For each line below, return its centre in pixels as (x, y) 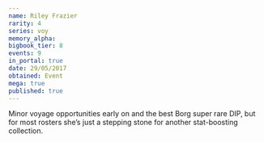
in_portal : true (36, 61)
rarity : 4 (25, 23)
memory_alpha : (32, 38)
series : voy (28, 31)
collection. (26, 131)
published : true (36, 91)
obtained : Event (36, 76)
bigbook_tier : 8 (36, 46)
